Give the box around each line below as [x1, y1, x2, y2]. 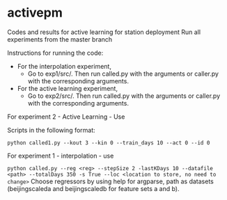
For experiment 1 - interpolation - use [7, 151, 114, 160]
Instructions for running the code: [7, 49, 104, 57]
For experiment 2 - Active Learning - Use [7, 112, 125, 121]
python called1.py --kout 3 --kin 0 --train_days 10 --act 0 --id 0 [7, 139, 210, 147]
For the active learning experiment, [17, 84, 118, 92]
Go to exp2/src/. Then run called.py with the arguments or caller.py [27, 92, 221, 100]
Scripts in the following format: [7, 126, 95, 134]
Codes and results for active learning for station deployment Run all [7, 28, 201, 36]
